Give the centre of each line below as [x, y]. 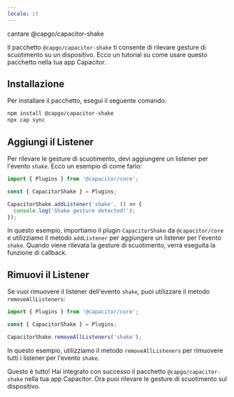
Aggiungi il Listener [51, 142]
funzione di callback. [37, 253]
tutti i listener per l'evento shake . [53, 358]
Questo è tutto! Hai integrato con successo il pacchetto [87, 371]
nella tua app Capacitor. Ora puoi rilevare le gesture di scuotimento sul [125, 379]
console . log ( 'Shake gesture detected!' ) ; [75, 210]
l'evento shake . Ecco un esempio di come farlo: [75, 166]
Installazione [36, 84]
